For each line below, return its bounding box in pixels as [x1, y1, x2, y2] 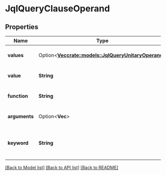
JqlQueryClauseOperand [5, 3, 110, 14]
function [7, 92, 28, 99]
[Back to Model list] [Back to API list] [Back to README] [5, 165, 119, 171]
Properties [5, 23, 39, 31]
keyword [7, 139, 29, 146]
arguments [7, 113, 34, 120]
